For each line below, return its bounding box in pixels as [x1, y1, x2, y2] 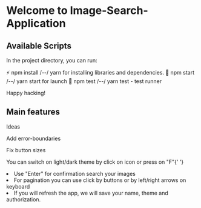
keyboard [6, 183, 30, 190]
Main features [6, 107, 61, 117]
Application [6, 16, 66, 30]
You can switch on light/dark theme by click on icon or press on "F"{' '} [6, 158, 184, 166]
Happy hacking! [6, 89, 46, 96]
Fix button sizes [6, 146, 46, 153]
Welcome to [6, 4, 68, 18]
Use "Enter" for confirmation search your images [14, 170, 136, 177]
